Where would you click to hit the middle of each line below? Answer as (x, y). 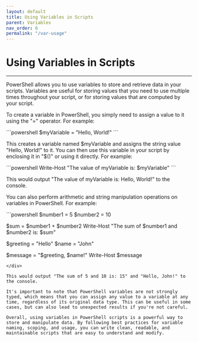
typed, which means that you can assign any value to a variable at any (97, 297)
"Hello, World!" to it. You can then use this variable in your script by (88, 150)
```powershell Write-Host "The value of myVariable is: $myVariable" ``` (91, 168)
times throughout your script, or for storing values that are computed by (93, 97)
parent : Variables (29, 22)
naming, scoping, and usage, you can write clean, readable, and (88, 328)
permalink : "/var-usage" (37, 34)
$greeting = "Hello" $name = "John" (50, 244)
